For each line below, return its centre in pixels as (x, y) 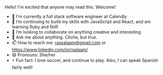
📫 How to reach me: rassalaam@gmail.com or (59, 43)
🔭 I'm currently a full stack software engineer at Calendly (69, 16)
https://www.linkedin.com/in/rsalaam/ (50, 50)
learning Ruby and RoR (35, 27)
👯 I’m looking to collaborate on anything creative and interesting (76, 32)
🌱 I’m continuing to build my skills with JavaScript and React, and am (81, 22)
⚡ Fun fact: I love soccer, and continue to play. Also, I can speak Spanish (85, 60)
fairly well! (22, 67)
